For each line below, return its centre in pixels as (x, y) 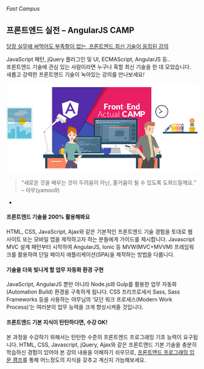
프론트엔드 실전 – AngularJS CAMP (70, 30)
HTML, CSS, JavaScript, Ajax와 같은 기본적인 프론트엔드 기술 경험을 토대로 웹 (100, 232)
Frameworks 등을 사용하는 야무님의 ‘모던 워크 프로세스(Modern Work (89, 300)
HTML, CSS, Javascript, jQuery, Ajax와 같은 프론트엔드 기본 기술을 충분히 (108, 345)
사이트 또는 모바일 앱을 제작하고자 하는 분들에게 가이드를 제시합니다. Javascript (100, 239)
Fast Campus (23, 9)
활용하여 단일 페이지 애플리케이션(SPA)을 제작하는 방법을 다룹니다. (96, 255)
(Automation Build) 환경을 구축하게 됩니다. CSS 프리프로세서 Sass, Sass (93, 292)
